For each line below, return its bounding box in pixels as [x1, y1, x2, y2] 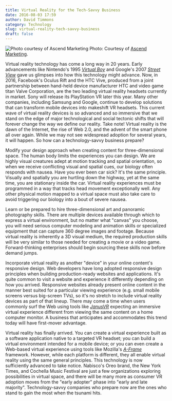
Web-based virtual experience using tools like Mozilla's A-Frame [5, 346, 142, 352]
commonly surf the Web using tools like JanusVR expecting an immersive [5, 303, 161, 310]
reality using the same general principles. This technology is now [5, 357, 143, 363]
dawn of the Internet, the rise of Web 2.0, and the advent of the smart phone [5, 126, 167, 132]
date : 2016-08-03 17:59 [5, 12, 56, 17]
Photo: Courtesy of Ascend [89, 46, 147, 51]
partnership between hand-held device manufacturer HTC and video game [5, 83, 164, 89]
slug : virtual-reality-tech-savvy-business [5, 27, 100, 32]
